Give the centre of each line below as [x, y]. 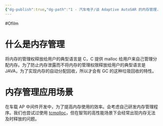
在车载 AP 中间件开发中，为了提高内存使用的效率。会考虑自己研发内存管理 [80, 107]
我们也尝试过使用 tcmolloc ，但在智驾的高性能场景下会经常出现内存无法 [84, 112]
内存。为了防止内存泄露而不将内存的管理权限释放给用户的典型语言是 [77, 65]
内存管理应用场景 [39, 92]
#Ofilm [12, 23]
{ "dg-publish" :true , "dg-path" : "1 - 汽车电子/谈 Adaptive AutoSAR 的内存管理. [82, 9]
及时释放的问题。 [22, 119]
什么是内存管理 [35, 44]
